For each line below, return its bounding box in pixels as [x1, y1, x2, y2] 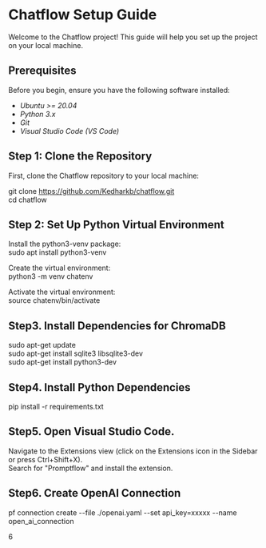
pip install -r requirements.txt [8, 402, 104, 411]
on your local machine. [8, 40, 84, 50]
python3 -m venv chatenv [8, 272, 93, 281]
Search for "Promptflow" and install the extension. [8, 463, 173, 473]
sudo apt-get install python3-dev [8, 357, 117, 367]
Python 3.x [19, 109, 56, 119]
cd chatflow [8, 195, 48, 204]
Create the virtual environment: [8, 263, 111, 273]
